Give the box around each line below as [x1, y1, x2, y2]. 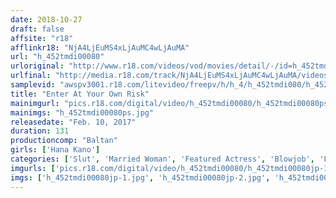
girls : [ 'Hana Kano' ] [10, 145, 101, 155]
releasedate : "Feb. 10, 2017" [10, 117, 137, 127]
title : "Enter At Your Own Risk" [10, 89, 150, 99]
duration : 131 [10, 126, 70, 136]
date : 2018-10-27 [10, 14, 83, 25]
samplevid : [10, 80, 56, 90]
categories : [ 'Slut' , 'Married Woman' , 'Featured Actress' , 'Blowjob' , [10, 154, 315, 164]
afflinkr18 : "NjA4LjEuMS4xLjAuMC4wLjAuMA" [10, 42, 190, 53]
